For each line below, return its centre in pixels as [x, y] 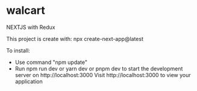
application [29, 81]
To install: [18, 50]
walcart [26, 11]
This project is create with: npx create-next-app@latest [75, 39]
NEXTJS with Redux [31, 27]
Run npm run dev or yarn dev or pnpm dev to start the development [99, 68]
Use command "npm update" [51, 62]
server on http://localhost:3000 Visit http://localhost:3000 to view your [103, 75]
